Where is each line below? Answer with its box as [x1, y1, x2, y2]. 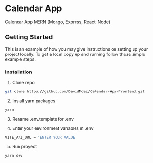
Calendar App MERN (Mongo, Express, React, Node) [5, 19, 111, 25]
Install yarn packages [12, 98, 56, 104]
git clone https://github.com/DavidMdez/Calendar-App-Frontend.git [5, 89, 145, 94]
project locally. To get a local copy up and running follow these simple [5, 51, 145, 57]
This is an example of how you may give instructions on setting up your [5, 46, 148, 52]
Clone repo [12, 80, 35, 86]
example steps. [5, 56, 36, 62]
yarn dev [5, 153, 23, 158]
